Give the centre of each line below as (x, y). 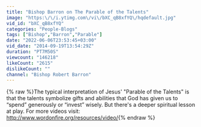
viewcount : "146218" (33, 57)
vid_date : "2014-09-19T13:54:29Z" (50, 46)
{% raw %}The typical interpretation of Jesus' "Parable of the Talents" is (98, 92)
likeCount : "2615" (30, 63)
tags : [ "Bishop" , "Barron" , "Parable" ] (54, 35)
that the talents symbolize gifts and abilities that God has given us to (92, 98)
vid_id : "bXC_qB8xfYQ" (35, 23)
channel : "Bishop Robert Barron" (49, 74)
